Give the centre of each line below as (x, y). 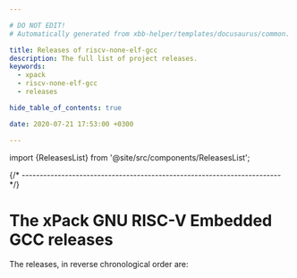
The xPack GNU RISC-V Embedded (141, 220)
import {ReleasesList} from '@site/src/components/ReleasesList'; (130, 157)
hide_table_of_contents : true (66, 108)
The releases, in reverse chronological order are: (99, 265)
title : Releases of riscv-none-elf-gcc (84, 50)
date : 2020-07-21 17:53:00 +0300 (72, 124)
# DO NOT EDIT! (38, 25)
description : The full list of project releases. (104, 58)
